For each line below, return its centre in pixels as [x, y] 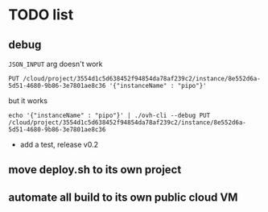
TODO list [41, 15]
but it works [28, 101]
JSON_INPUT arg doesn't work [56, 64]
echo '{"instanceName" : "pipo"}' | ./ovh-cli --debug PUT [109, 115]
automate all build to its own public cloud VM [123, 197]
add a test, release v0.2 [59, 144]
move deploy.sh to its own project [95, 170]
